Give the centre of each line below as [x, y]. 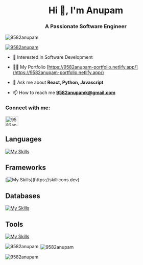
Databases [23, 196]
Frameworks [26, 167]
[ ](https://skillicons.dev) [42, 180]
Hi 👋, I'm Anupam [86, 10]
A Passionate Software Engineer [86, 27]
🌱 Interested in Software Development [53, 57]
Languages [23, 139]
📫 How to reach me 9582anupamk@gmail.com [64, 93]
